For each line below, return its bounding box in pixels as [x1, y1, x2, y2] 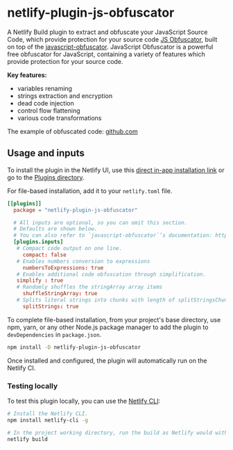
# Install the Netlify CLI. [7, 410, 89, 417]
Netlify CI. [7, 363, 36, 372]
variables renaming [17, 84, 73, 92]
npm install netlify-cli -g [7, 417, 89, 424]
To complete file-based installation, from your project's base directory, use [7, 315, 221, 324]
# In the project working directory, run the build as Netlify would [7, 429, 213, 436]
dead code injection [17, 99, 74, 107]
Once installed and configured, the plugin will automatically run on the [7, 356, 207, 365]
